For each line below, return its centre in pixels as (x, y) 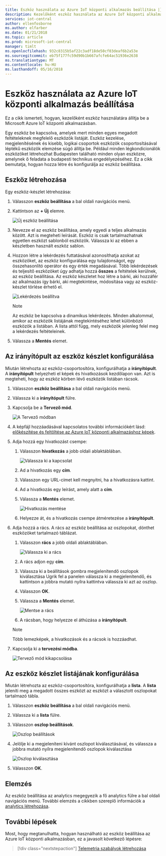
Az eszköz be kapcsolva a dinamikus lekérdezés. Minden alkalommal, (83, 315)
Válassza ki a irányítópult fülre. (44, 398)
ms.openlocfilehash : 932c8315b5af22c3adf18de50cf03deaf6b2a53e (72, 51)
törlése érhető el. (45, 286)
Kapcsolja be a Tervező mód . (42, 408)
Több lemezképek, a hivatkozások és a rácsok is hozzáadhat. (75, 639)
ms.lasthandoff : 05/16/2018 (34, 70)
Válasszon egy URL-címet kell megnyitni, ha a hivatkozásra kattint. (87, 480)
